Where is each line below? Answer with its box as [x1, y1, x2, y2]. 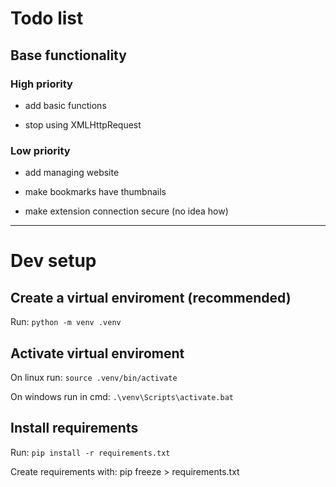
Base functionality [10, 47, 127, 64]
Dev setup [10, 250, 97, 272]
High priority [10, 77, 73, 91]
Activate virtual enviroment [10, 345, 185, 362]
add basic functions [24, 99, 107, 111]
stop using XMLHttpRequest [24, 118, 142, 131]
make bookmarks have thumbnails [24, 186, 167, 198]
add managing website [24, 167, 120, 179]
